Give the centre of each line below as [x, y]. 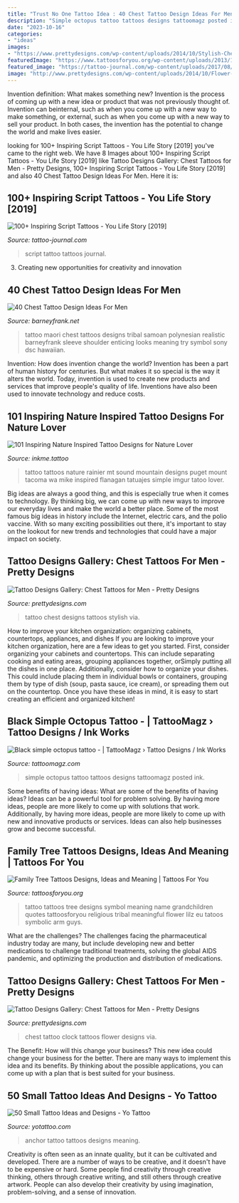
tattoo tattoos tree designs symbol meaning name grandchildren [119, 907]
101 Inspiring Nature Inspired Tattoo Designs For [116, 416]
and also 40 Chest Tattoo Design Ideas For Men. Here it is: [93, 176]
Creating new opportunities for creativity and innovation [100, 268]
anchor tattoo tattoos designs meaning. [83, 1140]
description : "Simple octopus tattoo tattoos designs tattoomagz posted [117, 21]
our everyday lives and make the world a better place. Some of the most [113, 508]
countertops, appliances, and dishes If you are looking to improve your [111, 639]
